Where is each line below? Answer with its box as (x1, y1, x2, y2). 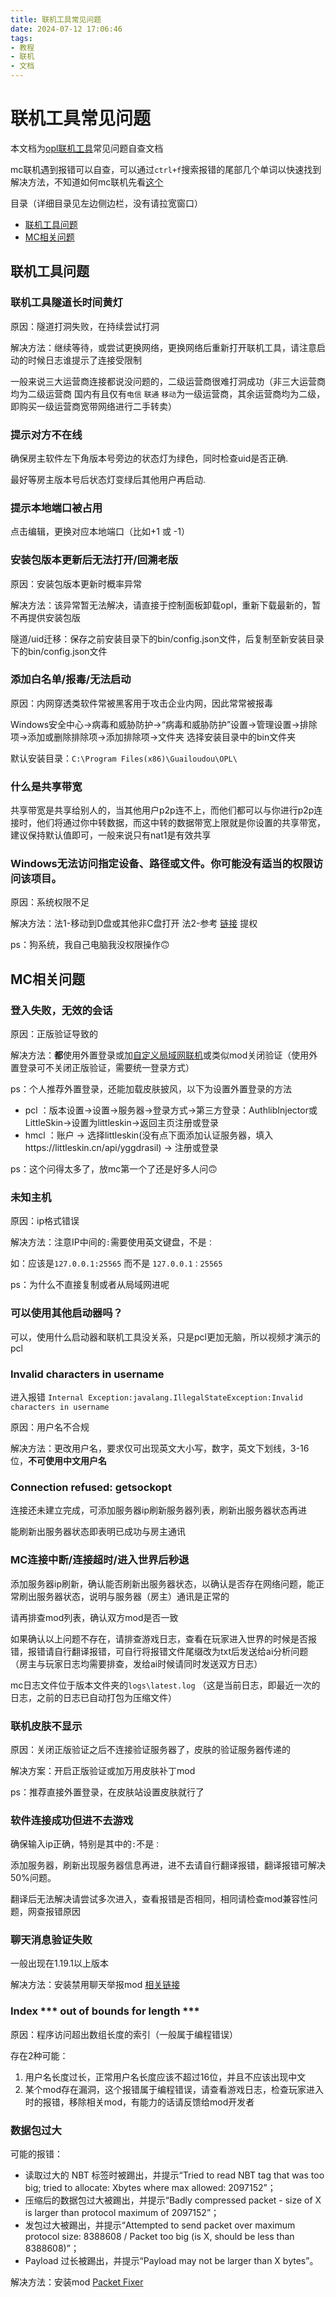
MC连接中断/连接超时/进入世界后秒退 (10, 1553, 190, 1567)
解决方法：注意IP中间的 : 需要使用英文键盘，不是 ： (10, 1236, 215, 1248)
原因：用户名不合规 (10, 1421, 90, 1433)
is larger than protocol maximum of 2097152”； (24, 2207, 220, 2219)
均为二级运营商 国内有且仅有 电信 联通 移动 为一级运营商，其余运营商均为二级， (10, 387, 326, 400)
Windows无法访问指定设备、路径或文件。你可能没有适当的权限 (10, 857, 313, 871)
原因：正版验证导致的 (10, 1028, 98, 1040)
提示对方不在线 (10, 427, 83, 441)
